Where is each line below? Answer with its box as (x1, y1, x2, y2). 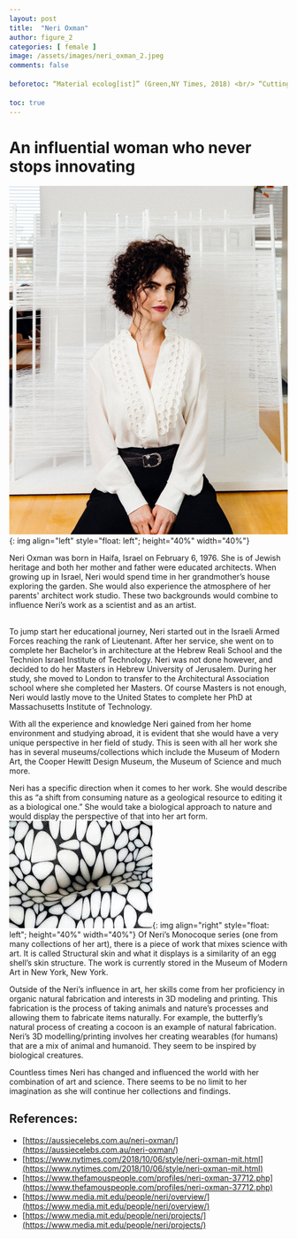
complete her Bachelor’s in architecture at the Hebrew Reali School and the (9, 644, 283, 655)
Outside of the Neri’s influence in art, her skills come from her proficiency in (9, 983, 286, 995)
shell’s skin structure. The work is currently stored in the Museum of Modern (9, 957, 288, 968)
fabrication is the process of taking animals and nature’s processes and (9, 1003, 270, 1013)
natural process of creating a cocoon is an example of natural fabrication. (9, 1021, 277, 1032)
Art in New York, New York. (9, 966, 109, 977)
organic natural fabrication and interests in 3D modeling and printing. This (9, 993, 278, 1004)
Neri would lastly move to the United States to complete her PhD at (9, 691, 253, 703)
